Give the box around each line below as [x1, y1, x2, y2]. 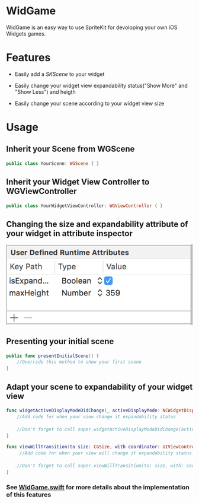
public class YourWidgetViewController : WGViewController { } [6, 203, 163, 209]
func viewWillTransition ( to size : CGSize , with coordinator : [6, 444, 161, 450]
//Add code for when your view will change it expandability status [19, 450, 192, 456]
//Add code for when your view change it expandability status [17, 413, 176, 419]
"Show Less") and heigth [14, 88, 76, 95]
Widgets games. [6, 30, 46, 37]
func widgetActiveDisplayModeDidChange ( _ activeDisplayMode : [6, 408, 161, 413]
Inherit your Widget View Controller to [6, 177, 150, 187]
